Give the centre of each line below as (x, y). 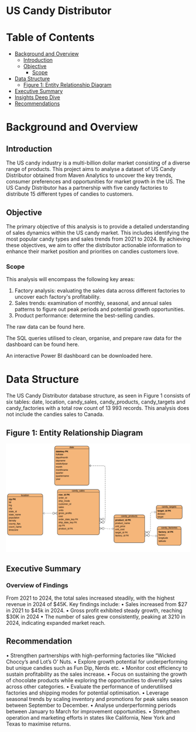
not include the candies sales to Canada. (55, 415)
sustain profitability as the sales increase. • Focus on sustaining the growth (97, 674)
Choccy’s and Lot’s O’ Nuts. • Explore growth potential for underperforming (97, 661)
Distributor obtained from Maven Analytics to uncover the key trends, (90, 175)
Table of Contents (50, 38)
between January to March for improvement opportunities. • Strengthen (93, 711)
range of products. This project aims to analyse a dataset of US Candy (91, 169)
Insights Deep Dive (37, 97)
